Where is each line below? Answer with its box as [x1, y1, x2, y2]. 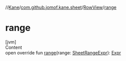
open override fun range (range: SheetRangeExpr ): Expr [5, 49, 121, 55]
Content [5, 44, 22, 50]
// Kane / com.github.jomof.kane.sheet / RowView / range [5, 5, 117, 10]
